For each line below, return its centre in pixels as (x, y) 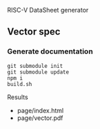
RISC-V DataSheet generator (48, 10)
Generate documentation (50, 51)
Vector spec (34, 32)
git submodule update (38, 72)
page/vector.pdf (40, 118)
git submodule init (35, 66)
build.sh (20, 84)
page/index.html (40, 110)
